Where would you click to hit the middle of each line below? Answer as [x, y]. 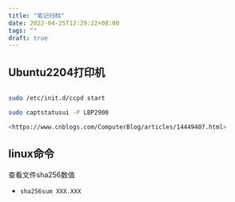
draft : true [28, 38]
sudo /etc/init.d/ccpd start [57, 98]
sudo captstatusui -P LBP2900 [59, 113]
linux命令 [31, 154]
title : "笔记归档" [37, 16]
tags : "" [23, 30]
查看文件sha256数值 [42, 174]
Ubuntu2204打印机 [57, 72]
